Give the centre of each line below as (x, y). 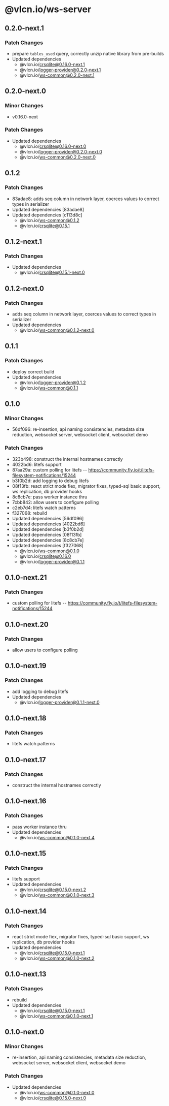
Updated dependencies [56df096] (48, 518)
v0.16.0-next (25, 117)
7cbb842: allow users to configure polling (55, 502)
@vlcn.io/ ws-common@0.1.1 (49, 388)
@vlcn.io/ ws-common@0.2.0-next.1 (57, 75)
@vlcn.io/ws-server (48, 9)
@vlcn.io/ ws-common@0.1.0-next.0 (57, 1092)
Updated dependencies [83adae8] (48, 209)
